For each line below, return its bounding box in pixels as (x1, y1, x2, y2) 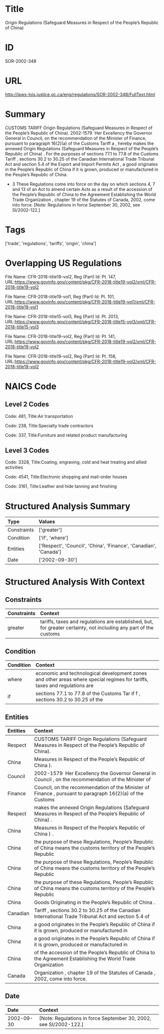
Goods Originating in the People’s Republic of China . (34, 899, 155, 906)
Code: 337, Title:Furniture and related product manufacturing (5, 432, 128, 438)
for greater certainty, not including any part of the (40, 624, 154, 631)
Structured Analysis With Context (5, 576, 145, 587)
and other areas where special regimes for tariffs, (36, 676, 149, 683)
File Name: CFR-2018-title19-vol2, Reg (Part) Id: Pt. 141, (5, 333, 116, 339)
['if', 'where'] (39, 534, 69, 541)
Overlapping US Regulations (5, 257, 122, 269)
